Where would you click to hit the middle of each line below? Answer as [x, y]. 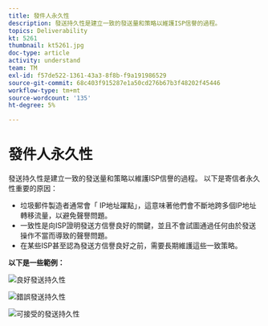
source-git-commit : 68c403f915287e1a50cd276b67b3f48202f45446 [114, 83]
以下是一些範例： [37, 263]
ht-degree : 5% [32, 105]
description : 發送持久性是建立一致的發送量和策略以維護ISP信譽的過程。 [115, 23]
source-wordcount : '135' [50, 98]
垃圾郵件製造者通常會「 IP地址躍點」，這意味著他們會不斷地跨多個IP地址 [138, 206]
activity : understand [45, 61]
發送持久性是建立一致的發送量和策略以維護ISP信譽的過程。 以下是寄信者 [127, 178]
